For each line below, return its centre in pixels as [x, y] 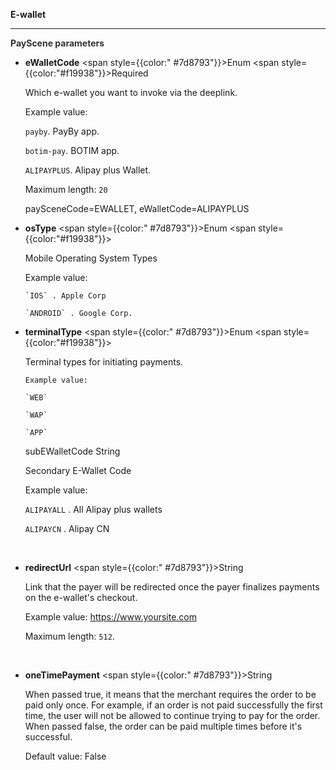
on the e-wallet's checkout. [81, 597]
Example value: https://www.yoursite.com [111, 617]
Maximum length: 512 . [69, 636]
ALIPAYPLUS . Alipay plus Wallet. [88, 170]
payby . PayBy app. [62, 131]
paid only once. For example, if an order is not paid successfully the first [173, 705]
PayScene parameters [57, 43]
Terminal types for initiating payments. [104, 362]
